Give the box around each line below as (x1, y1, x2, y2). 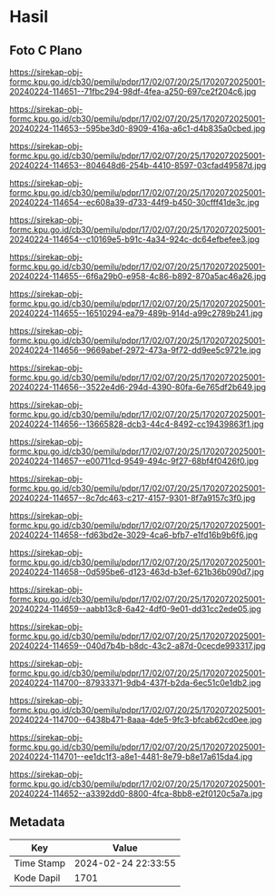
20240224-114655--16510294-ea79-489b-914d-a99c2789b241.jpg (9, 307, 263, 318)
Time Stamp (14, 857, 66, 870)
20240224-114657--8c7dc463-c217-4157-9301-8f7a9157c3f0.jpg (9, 493, 256, 503)
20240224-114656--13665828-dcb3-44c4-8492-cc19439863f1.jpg (9, 418, 265, 429)
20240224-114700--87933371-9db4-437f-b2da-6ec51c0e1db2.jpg (9, 678, 261, 688)
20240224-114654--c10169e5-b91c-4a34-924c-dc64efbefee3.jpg (9, 234, 260, 245)
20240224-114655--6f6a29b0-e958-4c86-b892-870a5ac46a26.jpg (9, 271, 267, 281)
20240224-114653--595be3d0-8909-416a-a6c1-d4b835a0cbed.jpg (9, 123, 266, 134)
